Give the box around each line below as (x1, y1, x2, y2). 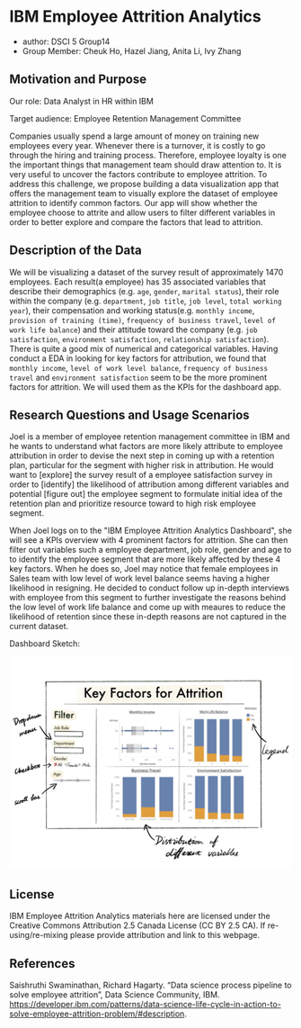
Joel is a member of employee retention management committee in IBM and (9, 431, 290, 442)
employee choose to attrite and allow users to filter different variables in (9, 207, 276, 218)
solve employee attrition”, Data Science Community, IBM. (9, 989, 220, 1000)
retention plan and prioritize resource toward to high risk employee (9, 498, 256, 509)
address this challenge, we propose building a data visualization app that (9, 178, 279, 189)
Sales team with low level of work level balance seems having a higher (9, 573, 270, 584)
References (9, 956, 75, 971)
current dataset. (9, 621, 69, 632)
